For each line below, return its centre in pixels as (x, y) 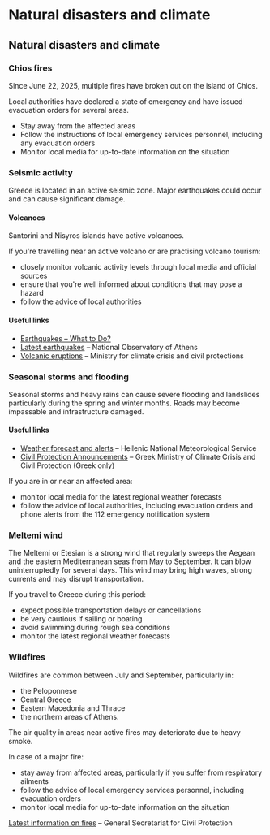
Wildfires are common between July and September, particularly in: (121, 675)
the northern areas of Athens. (69, 716)
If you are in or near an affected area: (71, 482)
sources (34, 276)
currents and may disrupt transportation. (76, 579)
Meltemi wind (36, 535)
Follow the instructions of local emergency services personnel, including (141, 134)
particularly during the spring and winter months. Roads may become (124, 403)
